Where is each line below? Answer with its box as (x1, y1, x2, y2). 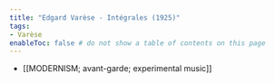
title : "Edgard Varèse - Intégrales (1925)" (9, 13, 181, 23)
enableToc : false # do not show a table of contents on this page (9, 38, 266, 48)
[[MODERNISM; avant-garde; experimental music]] (22, 63, 212, 74)
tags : (9, 22, 30, 31)
